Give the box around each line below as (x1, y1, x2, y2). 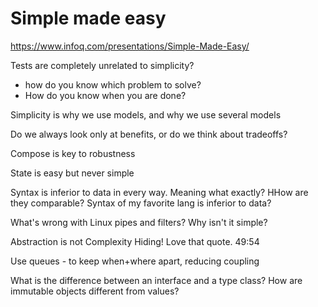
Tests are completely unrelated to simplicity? (10, 59, 195, 71)
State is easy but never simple (10, 167, 135, 179)
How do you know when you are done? (24, 89, 187, 101)
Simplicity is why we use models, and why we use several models (10, 108, 282, 121)
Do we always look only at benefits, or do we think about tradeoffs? (10, 128, 288, 140)
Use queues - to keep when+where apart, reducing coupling (10, 255, 260, 267)
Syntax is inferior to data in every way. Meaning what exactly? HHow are (10, 186, 309, 198)
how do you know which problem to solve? (24, 78, 202, 91)
